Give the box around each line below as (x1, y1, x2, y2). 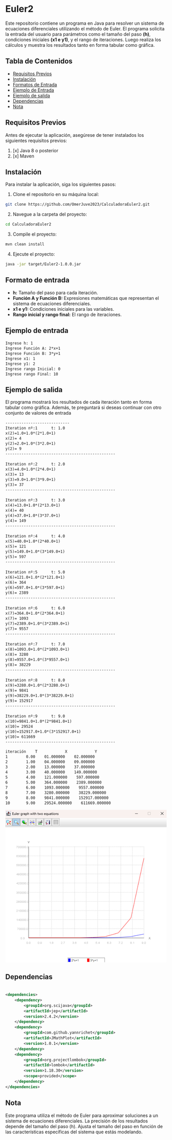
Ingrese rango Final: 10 (5, 371, 58, 377)
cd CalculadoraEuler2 (5, 222, 52, 227)
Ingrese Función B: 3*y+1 (5, 351, 60, 356)
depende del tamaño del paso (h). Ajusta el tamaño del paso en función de (5, 1123, 163, 1129)
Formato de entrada (5, 276, 70, 284)
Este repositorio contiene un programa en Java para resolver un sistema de (5, 20, 164, 26)
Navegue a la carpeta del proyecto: (12, 211, 87, 218)
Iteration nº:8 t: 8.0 (5, 678, 66, 683)
